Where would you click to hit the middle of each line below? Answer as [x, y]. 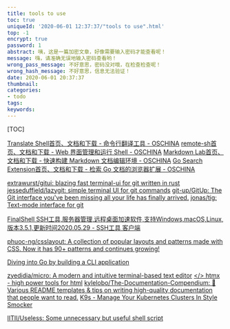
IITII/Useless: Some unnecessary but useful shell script [85, 318]
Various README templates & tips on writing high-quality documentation [110, 290]
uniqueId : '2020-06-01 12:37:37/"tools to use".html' [86, 26]
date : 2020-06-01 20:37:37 [46, 77]
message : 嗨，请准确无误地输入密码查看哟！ [62, 59]
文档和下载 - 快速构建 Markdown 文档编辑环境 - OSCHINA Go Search [105, 160]
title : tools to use [37, 13]
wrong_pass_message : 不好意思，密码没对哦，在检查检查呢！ [84, 65]
